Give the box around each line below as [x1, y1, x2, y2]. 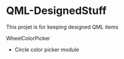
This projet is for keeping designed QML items [6, 23, 119, 30]
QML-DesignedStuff [6, 4, 107, 18]
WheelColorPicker [6, 34, 50, 41]
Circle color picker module [14, 46, 80, 53]
